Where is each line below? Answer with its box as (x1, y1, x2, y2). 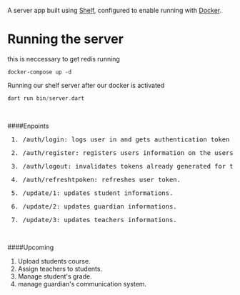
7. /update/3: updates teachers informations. (11, 216, 177, 224)
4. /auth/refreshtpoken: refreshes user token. (11, 175, 181, 184)
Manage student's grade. (17, 271, 92, 281)
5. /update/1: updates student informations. (11, 189, 174, 197)
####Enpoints (7, 121, 49, 130)
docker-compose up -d (7, 68, 72, 76)
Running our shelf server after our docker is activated (7, 81, 165, 89)
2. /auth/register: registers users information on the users (11, 149, 234, 156)
